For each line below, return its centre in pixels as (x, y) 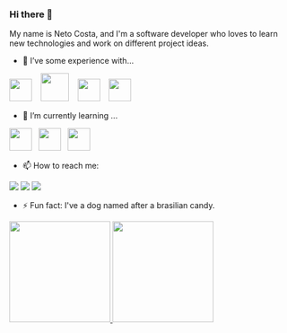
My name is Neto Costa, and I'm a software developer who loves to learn (143, 34)
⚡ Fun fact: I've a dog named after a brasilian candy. (118, 206)
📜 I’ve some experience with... (78, 61)
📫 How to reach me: (61, 166)
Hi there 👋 (31, 14)
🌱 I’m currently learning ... (70, 116)
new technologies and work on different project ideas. (109, 43)
